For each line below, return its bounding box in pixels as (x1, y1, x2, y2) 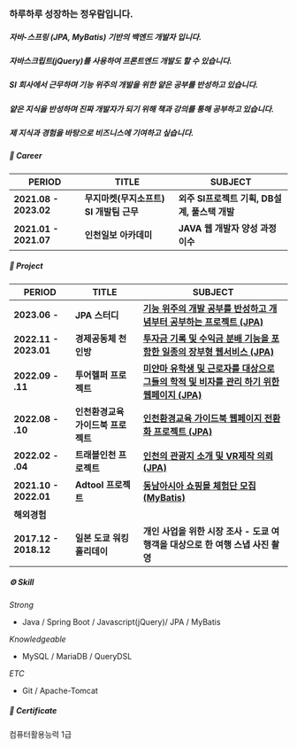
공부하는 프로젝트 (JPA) (169, 316, 263, 328)
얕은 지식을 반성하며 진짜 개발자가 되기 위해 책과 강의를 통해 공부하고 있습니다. (9, 104, 275, 114)
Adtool (74, 479, 104, 491)
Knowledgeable (9, 634, 66, 644)
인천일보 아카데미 (84, 229, 153, 241)
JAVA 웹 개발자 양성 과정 (178, 222, 277, 234)
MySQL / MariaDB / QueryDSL (21, 651, 133, 661)
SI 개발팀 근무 (84, 206, 139, 218)
